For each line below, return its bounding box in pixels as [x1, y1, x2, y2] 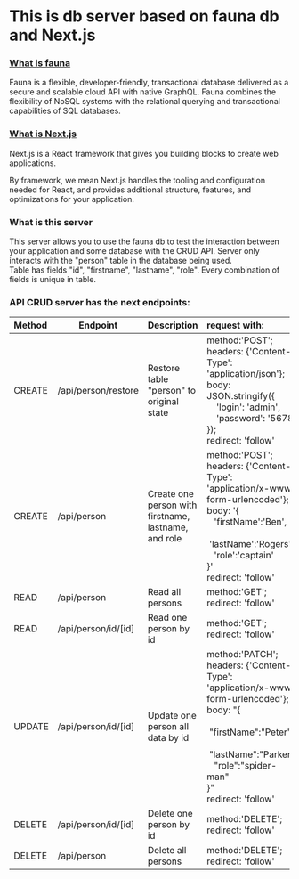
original [147, 395, 180, 408]
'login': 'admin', [216, 401, 281, 413]
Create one [147, 488, 194, 501]
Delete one [147, 808, 193, 820]
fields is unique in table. [9, 274, 96, 285]
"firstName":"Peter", [208, 726, 295, 738]
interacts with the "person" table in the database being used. [9, 256, 233, 266]
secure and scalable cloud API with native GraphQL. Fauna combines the [9, 86, 277, 97]
